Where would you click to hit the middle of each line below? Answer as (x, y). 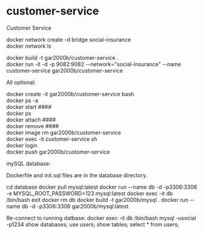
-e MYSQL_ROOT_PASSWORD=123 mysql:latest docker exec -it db (90, 193)
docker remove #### (33, 126)
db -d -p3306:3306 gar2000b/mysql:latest (75, 206)
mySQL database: (28, 163)
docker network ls (29, 46)
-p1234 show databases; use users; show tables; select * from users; (93, 224)
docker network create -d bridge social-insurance (69, 39)
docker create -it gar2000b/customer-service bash (70, 94)
